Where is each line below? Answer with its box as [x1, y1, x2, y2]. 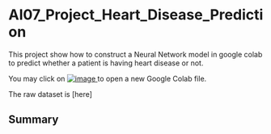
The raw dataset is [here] [8, 89, 93, 98]
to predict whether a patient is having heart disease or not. [8, 58, 204, 68]
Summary [8, 113, 59, 127]
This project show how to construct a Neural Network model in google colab [8, 49, 263, 59]
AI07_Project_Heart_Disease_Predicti [8, 6, 264, 24]
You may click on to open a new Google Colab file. [8, 73, 207, 83]
